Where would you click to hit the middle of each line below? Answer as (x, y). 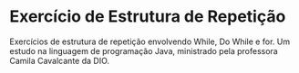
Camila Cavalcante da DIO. (60, 60)
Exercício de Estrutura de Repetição (148, 17)
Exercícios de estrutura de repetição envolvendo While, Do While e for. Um (149, 41)
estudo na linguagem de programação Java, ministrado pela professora (144, 50)
